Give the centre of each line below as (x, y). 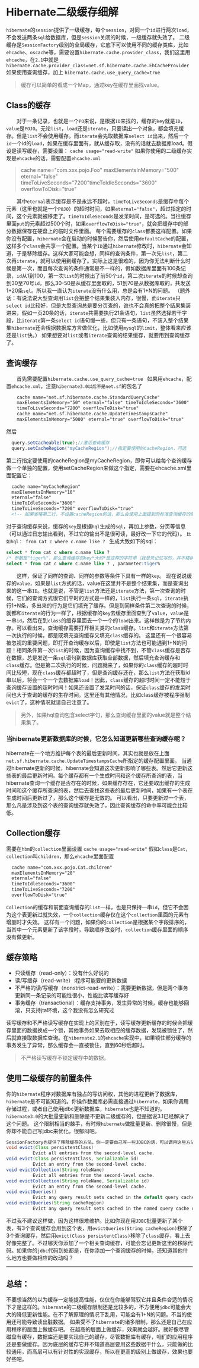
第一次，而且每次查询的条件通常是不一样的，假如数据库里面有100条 (99, 268)
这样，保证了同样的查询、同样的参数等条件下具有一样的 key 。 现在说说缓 (104, 575)
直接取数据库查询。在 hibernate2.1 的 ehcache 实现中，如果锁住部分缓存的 (104, 1037)
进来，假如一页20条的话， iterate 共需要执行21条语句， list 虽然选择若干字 (97, 312)
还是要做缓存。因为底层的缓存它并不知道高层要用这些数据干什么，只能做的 (97, 1344)
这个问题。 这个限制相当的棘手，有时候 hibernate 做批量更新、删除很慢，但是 (99, 1123)
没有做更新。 (22, 937)
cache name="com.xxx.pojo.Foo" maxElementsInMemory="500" (100, 170)
